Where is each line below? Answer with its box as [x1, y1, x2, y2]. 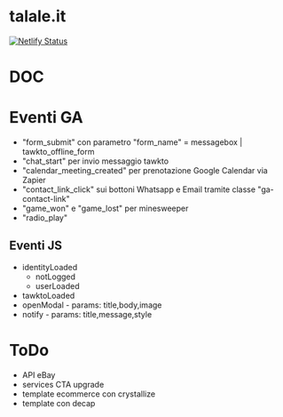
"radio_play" [21, 213, 68, 223]
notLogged [35, 271, 76, 282]
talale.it [9, 6, 67, 27]
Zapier [21, 175, 46, 186]
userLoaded [35, 280, 80, 291]
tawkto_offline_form [21, 147, 95, 157]
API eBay [21, 369, 56, 380]
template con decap [21, 397, 96, 408]
